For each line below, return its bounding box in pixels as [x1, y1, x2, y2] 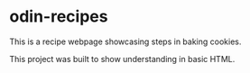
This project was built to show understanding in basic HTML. [9, 53, 236, 64]
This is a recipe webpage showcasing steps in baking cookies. [9, 36, 242, 47]
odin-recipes [9, 6, 108, 27]
